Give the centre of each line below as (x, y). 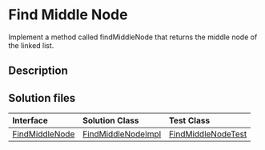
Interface (30, 120)
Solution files (42, 98)
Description (38, 71)
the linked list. (31, 45)
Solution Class (111, 120)
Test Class (189, 120)
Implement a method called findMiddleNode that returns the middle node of (133, 37)
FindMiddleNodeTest (208, 134)
